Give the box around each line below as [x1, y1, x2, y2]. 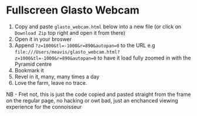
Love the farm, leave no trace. [14, 79, 87, 86]
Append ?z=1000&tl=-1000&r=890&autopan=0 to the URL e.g [14, 42, 155, 49]
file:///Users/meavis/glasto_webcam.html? [14, 49, 120, 55]
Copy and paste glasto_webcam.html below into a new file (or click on [14, 23, 182, 30]
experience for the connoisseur [6, 103, 82, 110]
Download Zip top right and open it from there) [14, 29, 126, 36]
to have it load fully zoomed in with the [97, 54, 191, 61]
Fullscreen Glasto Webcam [6, 4, 140, 17]
